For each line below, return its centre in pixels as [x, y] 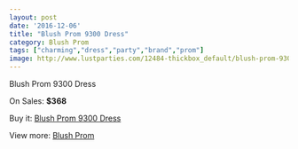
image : [21, 59]
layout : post [33, 17]
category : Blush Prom [49, 42]
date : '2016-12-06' [45, 26]
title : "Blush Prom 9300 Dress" [69, 34]
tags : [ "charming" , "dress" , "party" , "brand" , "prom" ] [106, 51]
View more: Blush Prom [52, 135]
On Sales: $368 [38, 101]
